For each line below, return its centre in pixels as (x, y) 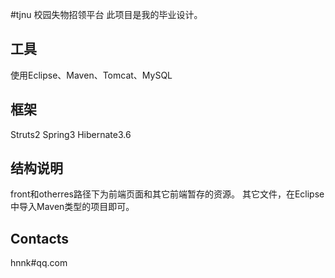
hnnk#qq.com (39, 263)
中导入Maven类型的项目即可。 (72, 207)
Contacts (40, 238)
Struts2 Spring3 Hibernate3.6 (71, 134)
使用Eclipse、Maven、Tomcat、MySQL (91, 75)
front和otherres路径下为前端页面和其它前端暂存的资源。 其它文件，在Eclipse (167, 194)
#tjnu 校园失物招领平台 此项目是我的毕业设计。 (106, 14)
